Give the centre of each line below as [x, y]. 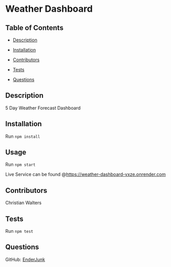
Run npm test [19, 231]
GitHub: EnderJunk [25, 259]
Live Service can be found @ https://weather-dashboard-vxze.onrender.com [85, 175]
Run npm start [20, 164]
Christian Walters [24, 203]
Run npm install [23, 136]
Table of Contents [35, 28]
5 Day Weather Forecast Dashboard [43, 108]
